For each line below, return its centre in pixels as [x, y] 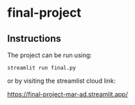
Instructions [34, 39]
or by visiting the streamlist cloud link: [62, 81]
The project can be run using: [50, 55]
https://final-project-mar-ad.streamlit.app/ [67, 94]
